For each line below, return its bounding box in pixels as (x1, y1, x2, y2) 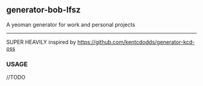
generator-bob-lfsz (6, 5, 81, 15)
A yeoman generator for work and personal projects (6, 21, 135, 28)
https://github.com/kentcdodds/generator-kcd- (77, 38, 195, 45)
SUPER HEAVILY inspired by (6, 38, 77, 45)
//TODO (6, 74, 26, 81)
